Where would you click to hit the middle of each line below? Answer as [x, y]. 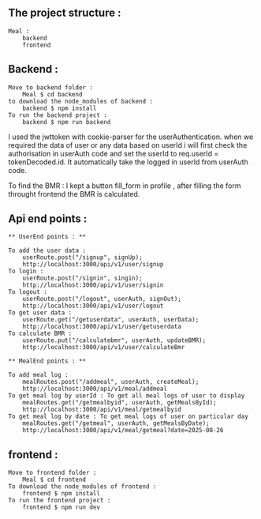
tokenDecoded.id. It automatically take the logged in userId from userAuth [128, 162]
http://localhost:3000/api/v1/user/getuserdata [102, 327]
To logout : [28, 292]
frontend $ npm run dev [62, 508]
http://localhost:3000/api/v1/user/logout [93, 306]
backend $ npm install [60, 108]
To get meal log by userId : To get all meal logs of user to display [127, 396]
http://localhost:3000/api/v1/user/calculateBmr [104, 348]
